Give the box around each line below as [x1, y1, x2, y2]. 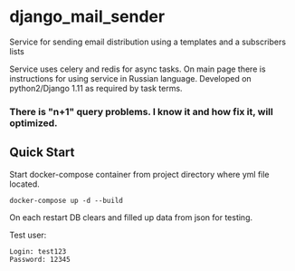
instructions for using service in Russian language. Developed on [9, 73, 252, 83]
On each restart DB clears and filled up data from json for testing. [9, 211, 253, 223]
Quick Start [9, 145, 75, 160]
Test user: [9, 229, 47, 240]
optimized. [9, 116, 58, 129]
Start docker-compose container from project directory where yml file [9, 169, 270, 179]
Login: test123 [9, 247, 67, 256]
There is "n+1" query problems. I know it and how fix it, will [9, 105, 273, 118]
